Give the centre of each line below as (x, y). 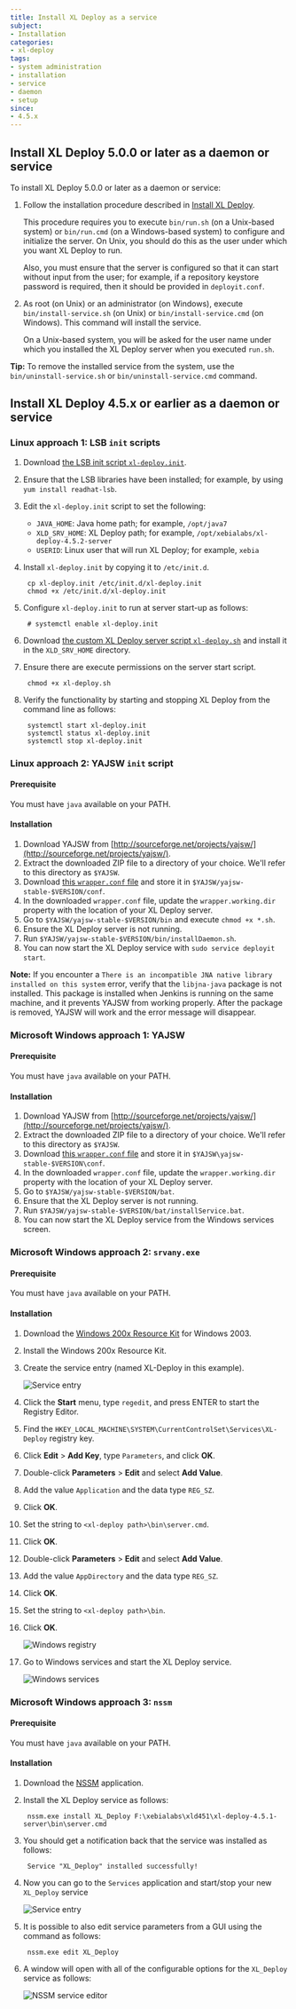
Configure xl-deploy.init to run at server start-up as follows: (136, 607)
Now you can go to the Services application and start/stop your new (148, 1882)
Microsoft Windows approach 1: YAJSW (97, 1035)
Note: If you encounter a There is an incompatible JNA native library (141, 974)
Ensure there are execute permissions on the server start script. (139, 667)
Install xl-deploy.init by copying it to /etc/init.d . (116, 567)
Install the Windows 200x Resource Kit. (94, 1350)
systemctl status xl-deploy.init (89, 733)
